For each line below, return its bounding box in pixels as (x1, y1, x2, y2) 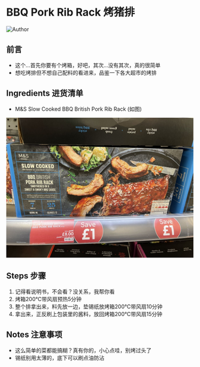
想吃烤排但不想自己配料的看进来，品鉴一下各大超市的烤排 (14, 69, 157, 76)
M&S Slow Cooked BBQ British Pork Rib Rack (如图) (14, 105, 142, 113)
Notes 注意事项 (6, 330, 63, 340)
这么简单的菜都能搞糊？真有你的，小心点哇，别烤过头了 (14, 347, 151, 354)
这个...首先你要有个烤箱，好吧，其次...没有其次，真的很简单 (14, 61, 160, 69)
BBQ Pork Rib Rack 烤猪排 (6, 5, 135, 19)
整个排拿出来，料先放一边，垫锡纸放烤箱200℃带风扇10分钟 (14, 303, 163, 310)
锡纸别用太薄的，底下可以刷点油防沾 (14, 354, 105, 361)
